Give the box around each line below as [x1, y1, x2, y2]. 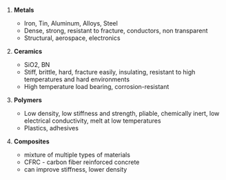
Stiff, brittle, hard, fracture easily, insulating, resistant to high [23, 68, 196, 76]
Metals [13, 6, 34, 14]
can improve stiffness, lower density [23, 166, 127, 173]
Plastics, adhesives [23, 124, 79, 132]
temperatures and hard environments [23, 75, 130, 83]
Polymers [13, 96, 43, 104]
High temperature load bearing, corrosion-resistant [23, 83, 169, 90]
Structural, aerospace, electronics [23, 34, 121, 42]
